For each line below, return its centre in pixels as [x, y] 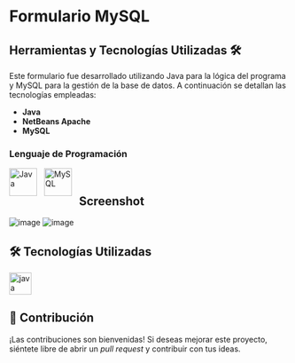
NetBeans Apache [56, 121]
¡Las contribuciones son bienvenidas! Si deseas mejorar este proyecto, [138, 339]
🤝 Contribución [52, 318]
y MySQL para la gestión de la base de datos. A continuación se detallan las [147, 85]
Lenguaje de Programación [69, 154]
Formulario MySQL [80, 16]
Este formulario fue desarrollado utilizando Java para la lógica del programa [147, 76]
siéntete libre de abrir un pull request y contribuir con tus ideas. [125, 349]
